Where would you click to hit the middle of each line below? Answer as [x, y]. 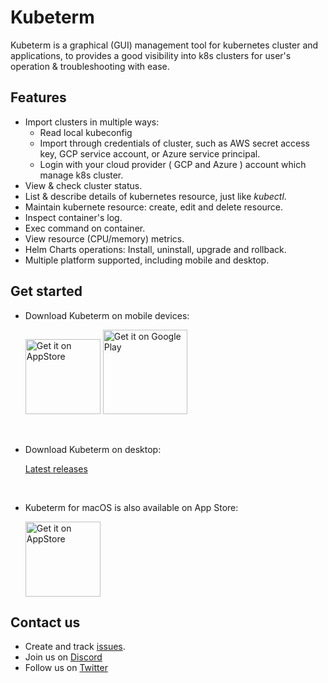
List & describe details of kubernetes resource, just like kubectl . [155, 196]
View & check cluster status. [83, 185]
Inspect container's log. [73, 217]
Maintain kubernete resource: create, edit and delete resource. [154, 207]
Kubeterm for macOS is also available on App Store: [131, 507]
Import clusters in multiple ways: [92, 122]
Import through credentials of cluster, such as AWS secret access [174, 143]
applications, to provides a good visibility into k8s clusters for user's [151, 55]
